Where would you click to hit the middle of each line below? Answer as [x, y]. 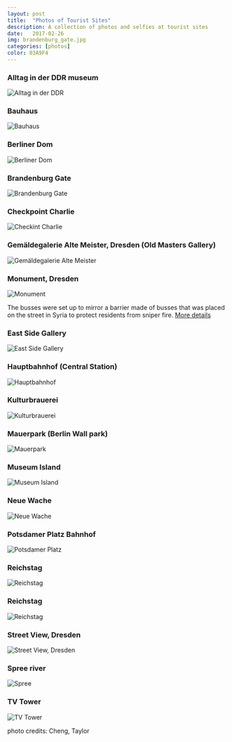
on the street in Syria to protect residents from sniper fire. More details [109, 315]
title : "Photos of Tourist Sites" [59, 20]
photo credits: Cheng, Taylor [48, 731]
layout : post [26, 14]
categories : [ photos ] [39, 46]
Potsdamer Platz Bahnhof [52, 534]
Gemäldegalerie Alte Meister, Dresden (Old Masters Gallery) [111, 245]
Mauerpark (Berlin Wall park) [58, 434]
